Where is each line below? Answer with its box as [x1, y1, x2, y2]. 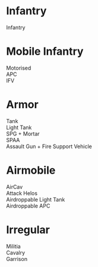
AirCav [6, 183, 23, 190]
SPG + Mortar [6, 130, 40, 137]
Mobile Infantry [6, 45, 84, 58]
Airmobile [6, 164, 56, 177]
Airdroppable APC [6, 202, 50, 209]
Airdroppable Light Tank [6, 196, 65, 203]
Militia [6, 243, 21, 250]
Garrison [6, 255, 28, 262]
